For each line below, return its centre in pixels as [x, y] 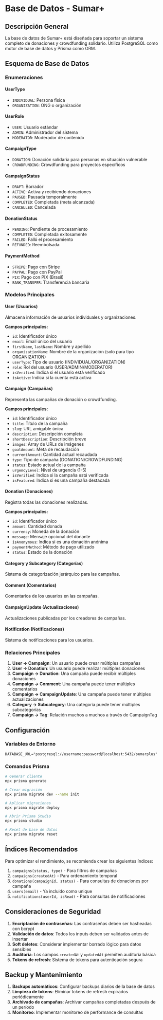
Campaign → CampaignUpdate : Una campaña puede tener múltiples [81, 694]
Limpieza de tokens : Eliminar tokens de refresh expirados [70, 992]
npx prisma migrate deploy [32, 808]
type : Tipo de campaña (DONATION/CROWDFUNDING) [67, 459]
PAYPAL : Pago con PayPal [37, 272]
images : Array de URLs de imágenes [48, 444]
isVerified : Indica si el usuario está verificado [59, 372]
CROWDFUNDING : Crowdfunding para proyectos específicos [69, 164]
